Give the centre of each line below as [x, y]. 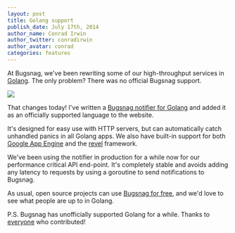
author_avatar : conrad [40, 46]
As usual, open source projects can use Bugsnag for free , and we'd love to [115, 193]
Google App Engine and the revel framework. [73, 143]
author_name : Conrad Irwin [47, 33]
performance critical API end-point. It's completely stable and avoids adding [118, 164]
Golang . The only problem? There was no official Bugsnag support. [104, 80]
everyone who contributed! [46, 222]
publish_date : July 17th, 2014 [53, 27]
